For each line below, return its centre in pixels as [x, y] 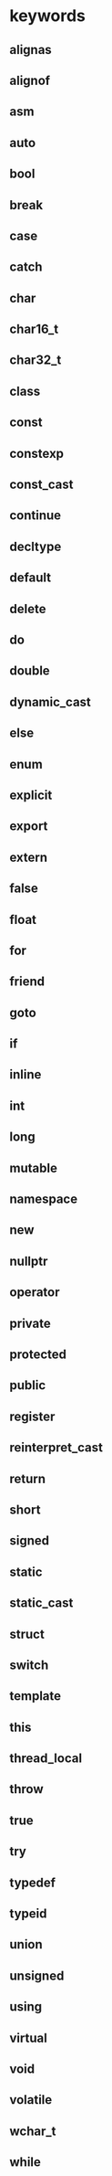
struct [27, 1634]
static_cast [41, 1603]
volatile [31, 2100]
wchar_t [33, 2131]
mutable [33, 1168]
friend [27, 982]
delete [28, 609]
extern [29, 857]
